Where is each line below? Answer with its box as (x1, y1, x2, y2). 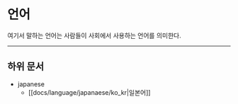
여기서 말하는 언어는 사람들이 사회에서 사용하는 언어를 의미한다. (7, 31, 182, 40)
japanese (17, 79, 45, 88)
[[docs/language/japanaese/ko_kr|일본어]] (28, 88, 151, 96)
